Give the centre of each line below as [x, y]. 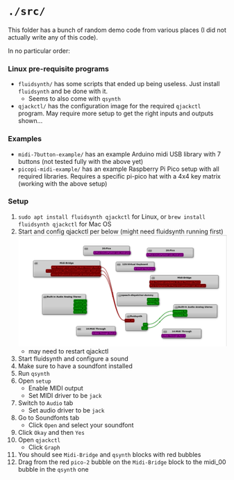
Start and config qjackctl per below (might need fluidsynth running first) [120, 231]
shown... [30, 121]
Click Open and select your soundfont [81, 425]
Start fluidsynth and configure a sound [73, 359]
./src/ [27, 11]
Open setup [34, 381]
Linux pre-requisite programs [59, 69]
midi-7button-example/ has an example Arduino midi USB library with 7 [119, 154]
